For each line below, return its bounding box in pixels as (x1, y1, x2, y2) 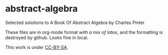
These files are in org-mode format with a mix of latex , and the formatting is (5, 29, 163, 35)
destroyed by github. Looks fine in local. (5, 34, 89, 40)
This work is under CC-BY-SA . (5, 44, 69, 50)
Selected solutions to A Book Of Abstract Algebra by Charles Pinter (5, 19, 145, 25)
